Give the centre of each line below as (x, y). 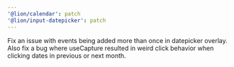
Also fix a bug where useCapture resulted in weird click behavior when (111, 48)
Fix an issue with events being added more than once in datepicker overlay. (118, 40)
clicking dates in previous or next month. (67, 55)
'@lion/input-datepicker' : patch (57, 20)
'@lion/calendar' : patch (44, 14)
